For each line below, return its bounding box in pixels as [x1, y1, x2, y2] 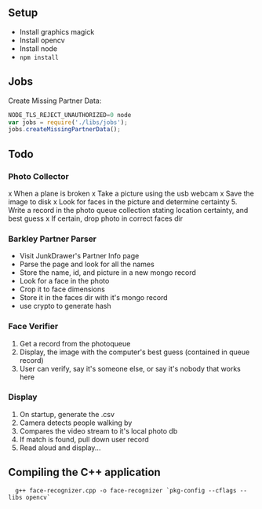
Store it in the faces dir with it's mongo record [19, 293, 168, 302]
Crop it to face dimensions [19, 284, 106, 294]
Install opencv [19, 35, 65, 45]
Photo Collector [8, 170, 69, 181]
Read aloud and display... [19, 443, 101, 452]
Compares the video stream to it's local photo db [19, 426, 178, 435]
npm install [19, 53, 59, 61]
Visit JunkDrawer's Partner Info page [19, 251, 140, 261]
